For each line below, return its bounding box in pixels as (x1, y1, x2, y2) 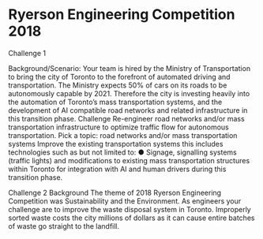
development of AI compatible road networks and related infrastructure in (8, 105, 248, 115)
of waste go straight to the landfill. (8, 221, 120, 230)
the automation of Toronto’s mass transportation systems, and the (8, 97, 223, 106)
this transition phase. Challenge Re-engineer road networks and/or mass (8, 114, 245, 123)
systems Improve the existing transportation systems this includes (8, 139, 224, 148)
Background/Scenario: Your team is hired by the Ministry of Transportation (8, 63, 251, 73)
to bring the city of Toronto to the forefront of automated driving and (8, 72, 231, 81)
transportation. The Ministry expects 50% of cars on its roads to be (8, 80, 227, 90)
